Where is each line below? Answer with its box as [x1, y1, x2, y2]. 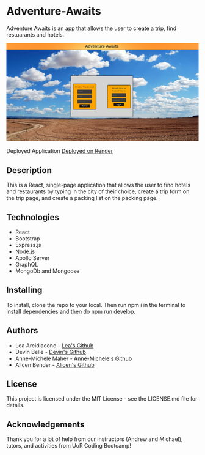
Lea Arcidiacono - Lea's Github [15, 341, 94, 349]
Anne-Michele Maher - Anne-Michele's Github [15, 355, 132, 362]
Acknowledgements [6, 419, 85, 429]
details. [6, 402, 25, 409]
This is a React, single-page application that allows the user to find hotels [6, 182, 191, 189]
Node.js [15, 248, 35, 255]
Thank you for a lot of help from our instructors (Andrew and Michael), [6, 435, 183, 443]
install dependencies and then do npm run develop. [6, 308, 136, 315]
